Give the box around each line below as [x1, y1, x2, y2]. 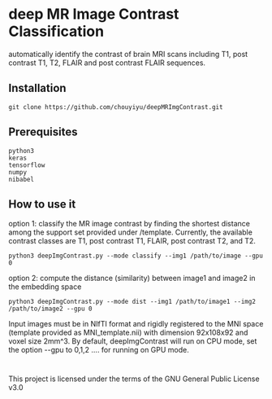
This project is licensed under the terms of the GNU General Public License [8, 374, 260, 384]
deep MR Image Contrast [8, 5, 179, 24]
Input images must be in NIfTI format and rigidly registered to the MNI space [8, 319, 264, 329]
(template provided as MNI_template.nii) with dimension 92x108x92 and [8, 327, 248, 338]
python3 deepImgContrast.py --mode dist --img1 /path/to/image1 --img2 [8, 298, 256, 306]
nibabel [8, 175, 35, 183]
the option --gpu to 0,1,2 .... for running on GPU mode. [8, 345, 189, 355]
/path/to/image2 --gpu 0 [8, 305, 93, 313]
